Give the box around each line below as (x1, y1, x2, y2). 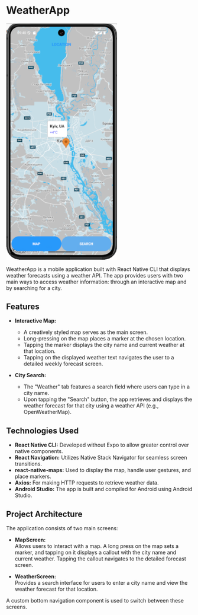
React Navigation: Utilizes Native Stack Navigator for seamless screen (14, 454, 187, 461)
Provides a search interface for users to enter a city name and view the (14, 579, 188, 586)
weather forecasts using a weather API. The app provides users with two (6, 272, 183, 279)
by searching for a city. (6, 284, 62, 291)
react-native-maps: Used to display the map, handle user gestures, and (14, 467, 191, 474)
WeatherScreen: (14, 573, 56, 580)
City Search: (14, 372, 46, 379)
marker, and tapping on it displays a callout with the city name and (14, 549, 177, 556)
